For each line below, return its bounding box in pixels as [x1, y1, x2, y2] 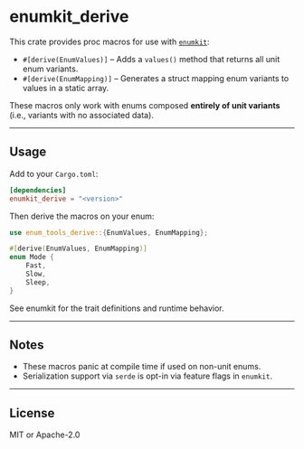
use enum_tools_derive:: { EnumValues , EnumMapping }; [9, 228, 208, 237]
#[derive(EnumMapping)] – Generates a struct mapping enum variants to [22, 72, 290, 83]
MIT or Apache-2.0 [9, 429, 81, 440]
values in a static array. [22, 82, 109, 93]
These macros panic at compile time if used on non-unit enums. [22, 361, 261, 372]
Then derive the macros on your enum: [9, 210, 155, 221]
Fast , [25, 261, 47, 270]
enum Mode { [9, 253, 54, 262]
